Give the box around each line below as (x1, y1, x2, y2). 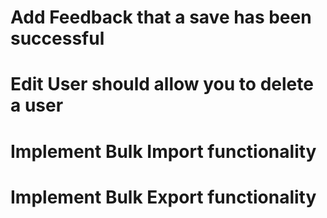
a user (10, 94, 64, 117)
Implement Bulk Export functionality (10, 186, 317, 208)
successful (10, 27, 105, 50)
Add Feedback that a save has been (10, 6, 312, 29)
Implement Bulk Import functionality (10, 140, 317, 163)
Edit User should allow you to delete (10, 73, 314, 96)
